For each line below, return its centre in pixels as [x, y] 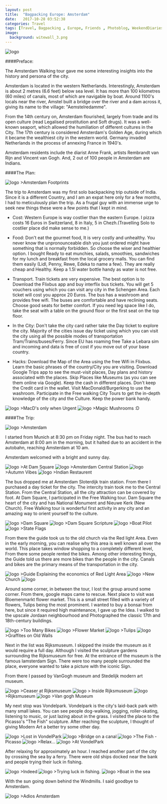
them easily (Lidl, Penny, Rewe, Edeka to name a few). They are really [83, 264]
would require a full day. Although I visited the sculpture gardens [71, 650]
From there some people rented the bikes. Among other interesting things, [81, 554]
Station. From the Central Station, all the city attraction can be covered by [80, 492]
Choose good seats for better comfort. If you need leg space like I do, [84, 305]
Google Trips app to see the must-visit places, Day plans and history [82, 372]
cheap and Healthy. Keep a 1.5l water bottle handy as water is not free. [85, 269]
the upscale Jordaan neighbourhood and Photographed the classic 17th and [83, 615]
